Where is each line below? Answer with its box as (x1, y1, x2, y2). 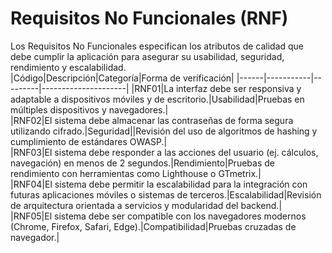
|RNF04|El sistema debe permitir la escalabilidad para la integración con (10, 178, 308, 190)
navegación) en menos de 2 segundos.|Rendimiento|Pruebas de (10, 157, 275, 169)
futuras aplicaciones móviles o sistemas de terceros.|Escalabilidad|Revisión (10, 188, 322, 201)
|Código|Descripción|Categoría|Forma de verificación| (10, 72, 235, 84)
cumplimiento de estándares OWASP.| (10, 135, 168, 147)
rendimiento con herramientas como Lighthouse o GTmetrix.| (10, 167, 262, 179)
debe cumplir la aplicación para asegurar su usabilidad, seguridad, (10, 50, 285, 62)
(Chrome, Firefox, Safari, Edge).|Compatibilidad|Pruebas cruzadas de (10, 220, 297, 232)
